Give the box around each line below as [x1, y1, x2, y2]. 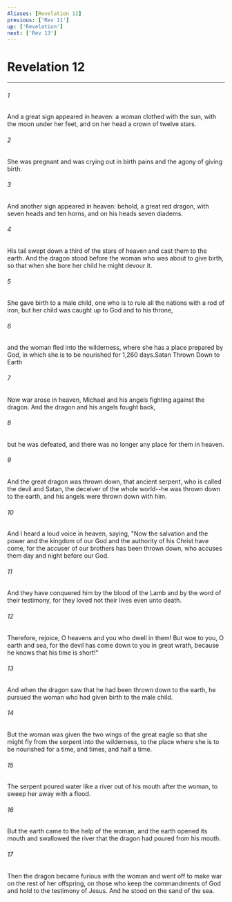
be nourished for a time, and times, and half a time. [7, 745, 153, 754]
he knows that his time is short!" [7, 648, 99, 657]
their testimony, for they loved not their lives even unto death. [7, 596, 182, 605]
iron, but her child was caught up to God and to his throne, [7, 306, 174, 315]
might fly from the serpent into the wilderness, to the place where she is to [7, 738, 220, 746]
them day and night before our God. [7, 551, 109, 560]
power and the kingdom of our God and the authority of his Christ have [7, 537, 209, 545]
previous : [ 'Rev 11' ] [7, 17, 70, 24]
